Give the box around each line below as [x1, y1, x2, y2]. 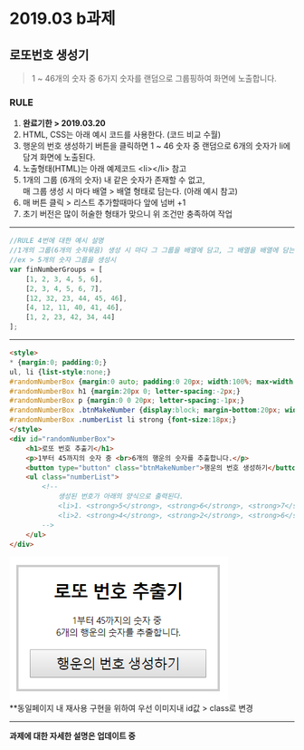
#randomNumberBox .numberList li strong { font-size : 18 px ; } [9, 415, 237, 424]
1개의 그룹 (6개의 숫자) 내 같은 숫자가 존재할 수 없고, [22, 174, 205, 186]
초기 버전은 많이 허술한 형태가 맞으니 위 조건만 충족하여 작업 [22, 209, 233, 219]
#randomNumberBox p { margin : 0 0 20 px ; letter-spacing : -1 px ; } [9, 396, 245, 405]
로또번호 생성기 [9, 47, 90, 63]
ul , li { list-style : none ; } [9, 367, 111, 376]
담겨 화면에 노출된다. [22, 151, 96, 163]
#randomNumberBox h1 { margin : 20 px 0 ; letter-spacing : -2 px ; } [9, 386, 242, 395]
